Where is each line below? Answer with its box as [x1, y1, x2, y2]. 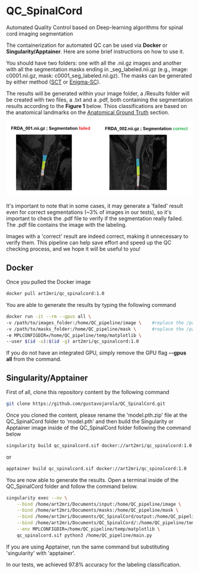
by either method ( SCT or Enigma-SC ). [6, 78, 101, 85]
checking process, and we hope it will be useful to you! [6, 245, 141, 253]
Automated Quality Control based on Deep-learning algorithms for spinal [6, 24, 184, 31]
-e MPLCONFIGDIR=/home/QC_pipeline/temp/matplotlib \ [6, 332, 142, 338]
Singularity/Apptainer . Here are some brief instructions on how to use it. [6, 47, 185, 55]
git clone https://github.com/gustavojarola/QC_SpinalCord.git [6, 401, 166, 407]
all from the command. [6, 356, 62, 363]
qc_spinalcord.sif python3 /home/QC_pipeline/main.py [17, 532, 152, 538]
